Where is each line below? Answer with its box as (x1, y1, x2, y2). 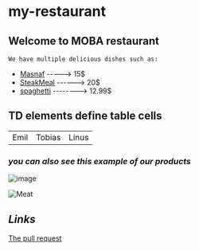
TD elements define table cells (8, 109, 162, 123)
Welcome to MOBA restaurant (8, 34, 160, 48)
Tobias (35, 131, 61, 143)
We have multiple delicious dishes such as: (8, 55, 158, 63)
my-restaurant (8, 2, 107, 21)
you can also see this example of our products (8, 155, 191, 167)
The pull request (8, 233, 62, 243)
